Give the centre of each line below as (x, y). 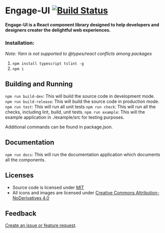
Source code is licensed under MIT (48, 187)
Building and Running (39, 84)
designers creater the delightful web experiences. (58, 30)
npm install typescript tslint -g (48, 64)
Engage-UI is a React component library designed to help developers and (82, 24)
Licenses (19, 176)
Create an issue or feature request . (41, 226)
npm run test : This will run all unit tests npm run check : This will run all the (81, 106)
